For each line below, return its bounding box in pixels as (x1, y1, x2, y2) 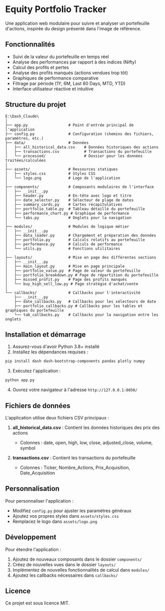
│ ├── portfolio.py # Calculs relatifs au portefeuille (5, 237, 145, 242)
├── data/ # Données (5, 140, 89, 145)
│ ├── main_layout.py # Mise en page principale (5, 264, 125, 269)
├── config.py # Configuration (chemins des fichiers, (5, 131, 154, 137)
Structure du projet (5, 100, 66, 109)
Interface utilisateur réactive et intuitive (12, 86, 94, 92)
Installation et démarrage (5, 330, 86, 339)
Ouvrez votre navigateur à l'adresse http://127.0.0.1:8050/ (12, 387, 138, 393)
